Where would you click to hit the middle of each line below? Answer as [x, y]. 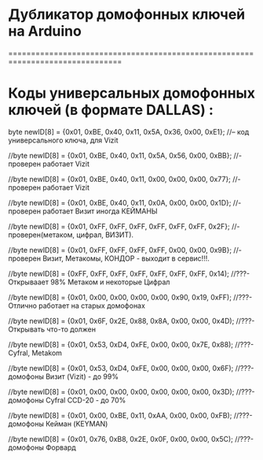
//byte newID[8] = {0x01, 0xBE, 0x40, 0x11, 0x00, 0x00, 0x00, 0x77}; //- [124, 179]
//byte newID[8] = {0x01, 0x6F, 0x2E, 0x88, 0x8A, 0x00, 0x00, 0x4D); [121, 321]
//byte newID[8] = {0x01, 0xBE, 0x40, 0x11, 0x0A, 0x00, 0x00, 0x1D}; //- [125, 202]
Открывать [27, 329]
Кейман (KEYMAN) [77, 424]
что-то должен [71, 329]
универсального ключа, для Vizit [64, 140]
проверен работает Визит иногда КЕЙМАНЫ [83, 211]
